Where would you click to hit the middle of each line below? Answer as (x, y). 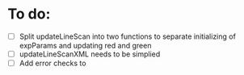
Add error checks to (53, 63)
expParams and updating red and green (85, 46)
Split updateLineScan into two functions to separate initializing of (127, 36)
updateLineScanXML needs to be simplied (90, 54)
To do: (29, 14)
